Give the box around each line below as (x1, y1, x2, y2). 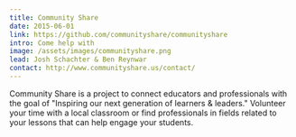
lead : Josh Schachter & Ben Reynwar (9, 55, 147, 64)
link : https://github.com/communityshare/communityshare (9, 30, 228, 39)
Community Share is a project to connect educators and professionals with (9, 87, 288, 99)
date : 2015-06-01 (9, 22, 75, 31)
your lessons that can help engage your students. (9, 116, 194, 127)
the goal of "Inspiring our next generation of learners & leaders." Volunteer (9, 97, 286, 108)
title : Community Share (9, 13, 99, 23)
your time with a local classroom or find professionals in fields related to (9, 107, 277, 118)
